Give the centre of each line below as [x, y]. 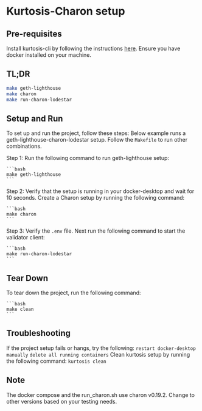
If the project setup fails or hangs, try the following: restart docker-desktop [101, 348]
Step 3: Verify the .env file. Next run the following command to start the [96, 231]
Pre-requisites [34, 34]
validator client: [26, 238]
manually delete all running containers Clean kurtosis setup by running [98, 354]
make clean [20, 310]
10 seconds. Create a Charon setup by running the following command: [96, 198]
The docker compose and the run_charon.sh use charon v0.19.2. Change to [100, 395]
